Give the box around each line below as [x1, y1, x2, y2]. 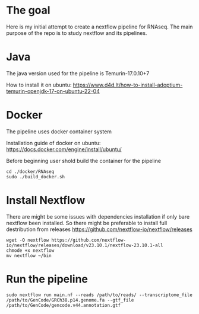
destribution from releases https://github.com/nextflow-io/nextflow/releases [6, 226, 193, 233]
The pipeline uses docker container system [6, 128, 112, 135]
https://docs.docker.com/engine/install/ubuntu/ [6, 146, 122, 153]
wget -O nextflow [6, 237, 49, 243]
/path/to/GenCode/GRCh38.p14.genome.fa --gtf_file [6, 297, 134, 303]
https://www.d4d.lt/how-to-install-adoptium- [72, 81, 183, 88]
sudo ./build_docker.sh [6, 174, 65, 180]
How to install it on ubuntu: [6, 81, 72, 88]
